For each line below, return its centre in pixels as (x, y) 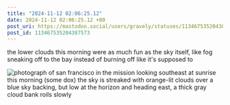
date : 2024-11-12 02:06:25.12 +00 (56, 20)
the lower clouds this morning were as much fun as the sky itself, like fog (110, 52)
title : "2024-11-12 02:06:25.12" (55, 13)
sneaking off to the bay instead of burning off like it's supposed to (100, 60)
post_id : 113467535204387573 (49, 33)
